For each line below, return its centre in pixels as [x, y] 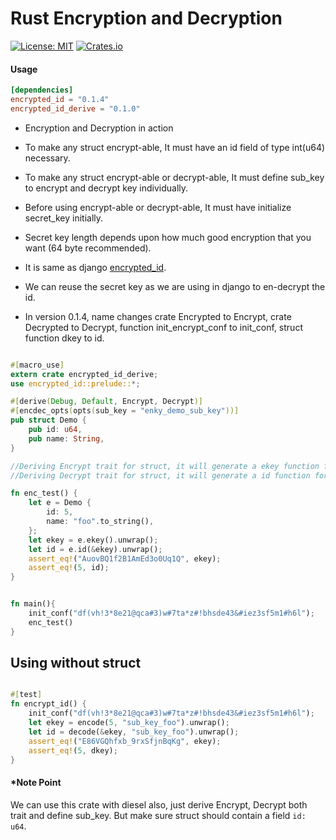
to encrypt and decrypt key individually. [106, 188]
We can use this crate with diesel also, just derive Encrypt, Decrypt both [159, 804]
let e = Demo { [60, 503]
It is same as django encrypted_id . [95, 267]
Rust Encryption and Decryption [146, 18]
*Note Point [36, 783]
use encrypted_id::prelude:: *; [75, 383]
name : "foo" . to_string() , [100, 522]
